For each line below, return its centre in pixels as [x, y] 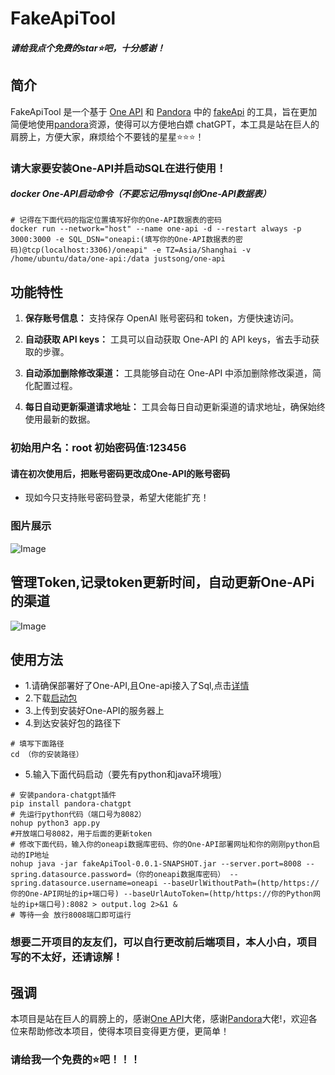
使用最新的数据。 [60, 419]
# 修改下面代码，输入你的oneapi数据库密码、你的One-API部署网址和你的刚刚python [161, 845]
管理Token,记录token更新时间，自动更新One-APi [162, 582]
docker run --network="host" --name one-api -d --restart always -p [156, 229]
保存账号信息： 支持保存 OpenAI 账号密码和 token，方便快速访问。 [162, 318]
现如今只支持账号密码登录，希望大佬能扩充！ [117, 498]
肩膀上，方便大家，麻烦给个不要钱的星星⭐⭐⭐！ [107, 136]
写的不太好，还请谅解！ [66, 957]
